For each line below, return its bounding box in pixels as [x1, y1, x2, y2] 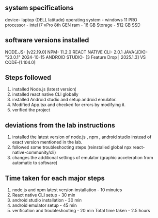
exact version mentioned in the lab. [12, 139, 82, 145]
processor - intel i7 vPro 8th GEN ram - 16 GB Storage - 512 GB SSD [5, 22, 141, 28]
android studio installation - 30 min [12, 197, 82, 203]
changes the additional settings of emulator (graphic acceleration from [12, 155, 154, 161]
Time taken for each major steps [5, 174, 105, 182]
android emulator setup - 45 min [12, 202, 77, 208]
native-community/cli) [12, 149, 56, 155]
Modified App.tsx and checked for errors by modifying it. [12, 102, 126, 108]
